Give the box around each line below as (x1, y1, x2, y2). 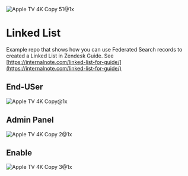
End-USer (6, 82, 43, 92)
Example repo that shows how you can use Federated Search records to (6, 46, 183, 53)
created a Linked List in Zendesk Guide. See (6, 52, 114, 59)
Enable (6, 148, 33, 158)
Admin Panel (6, 115, 55, 125)
